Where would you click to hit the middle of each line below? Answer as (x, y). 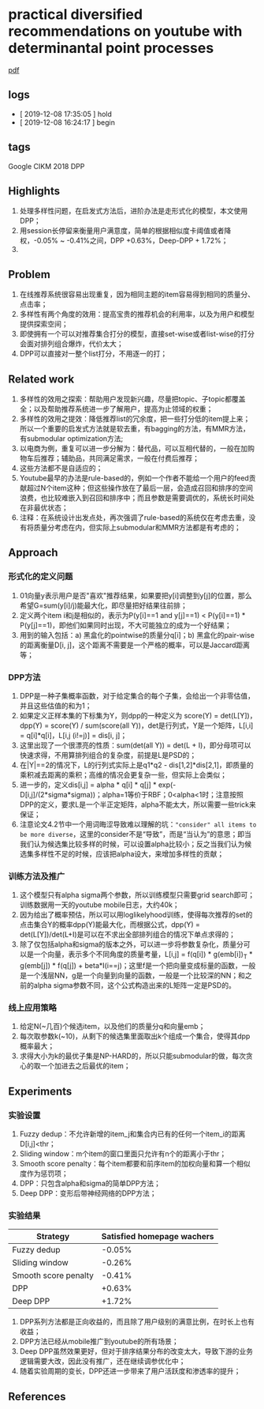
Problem (30, 274)
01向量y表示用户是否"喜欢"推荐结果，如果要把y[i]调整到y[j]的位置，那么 (136, 595)
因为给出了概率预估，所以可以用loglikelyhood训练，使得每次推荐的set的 (136, 915)
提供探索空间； (44, 324)
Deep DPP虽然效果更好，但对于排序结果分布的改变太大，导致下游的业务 (136, 1351)
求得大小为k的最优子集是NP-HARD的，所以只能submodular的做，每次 (133, 1056)
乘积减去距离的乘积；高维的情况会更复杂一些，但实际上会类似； (123, 774)
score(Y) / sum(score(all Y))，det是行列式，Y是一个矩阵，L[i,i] (152, 725)
